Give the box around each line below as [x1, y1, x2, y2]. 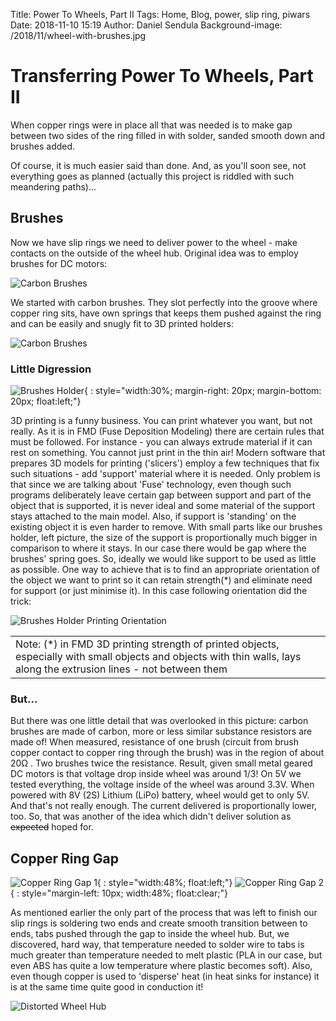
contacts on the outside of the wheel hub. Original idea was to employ [10, 247, 299, 259]
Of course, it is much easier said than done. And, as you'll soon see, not [10, 159, 307, 171]
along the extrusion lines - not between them [15, 662, 228, 676]
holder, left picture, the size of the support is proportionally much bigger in [10, 532, 318, 544]
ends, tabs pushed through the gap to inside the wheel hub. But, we [10, 928, 290, 940]
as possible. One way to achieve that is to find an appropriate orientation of [10, 564, 320, 576]
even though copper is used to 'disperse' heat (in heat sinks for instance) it [10, 970, 320, 983]
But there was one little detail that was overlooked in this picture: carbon [10, 715, 309, 727]
